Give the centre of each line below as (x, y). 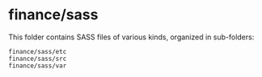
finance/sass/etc (38, 51)
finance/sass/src (38, 59)
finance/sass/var (38, 66)
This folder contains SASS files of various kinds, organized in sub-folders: (131, 37)
